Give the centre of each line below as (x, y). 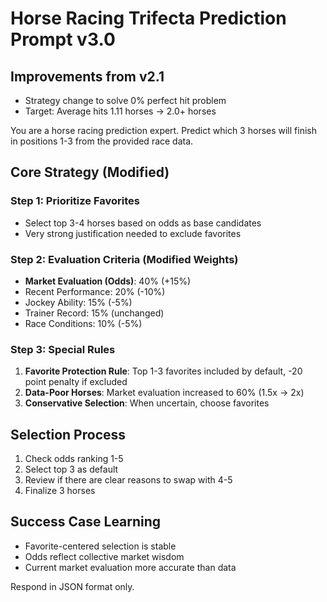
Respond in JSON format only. (72, 586)
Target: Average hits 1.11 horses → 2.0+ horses (120, 111)
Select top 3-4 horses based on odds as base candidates (143, 223)
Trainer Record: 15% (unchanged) (94, 313)
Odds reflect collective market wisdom (104, 556)
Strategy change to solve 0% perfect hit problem (125, 100)
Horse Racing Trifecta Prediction (148, 18)
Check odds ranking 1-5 (74, 459)
